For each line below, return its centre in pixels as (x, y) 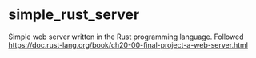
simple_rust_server (74, 15)
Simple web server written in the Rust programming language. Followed (126, 37)
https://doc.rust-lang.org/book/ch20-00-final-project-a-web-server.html (128, 44)
